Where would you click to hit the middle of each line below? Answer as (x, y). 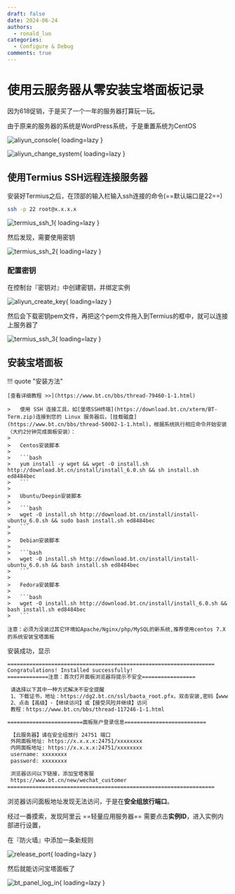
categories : (25, 40)
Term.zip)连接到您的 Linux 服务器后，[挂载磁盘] (72, 417)
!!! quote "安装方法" (35, 381)
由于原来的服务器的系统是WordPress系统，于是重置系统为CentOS (102, 126)
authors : (20, 27)
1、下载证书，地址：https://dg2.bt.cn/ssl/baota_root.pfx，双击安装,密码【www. (121, 697)
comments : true (29, 53)
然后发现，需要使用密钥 (41, 237)
